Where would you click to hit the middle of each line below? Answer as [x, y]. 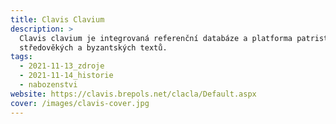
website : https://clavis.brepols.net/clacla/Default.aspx [133, 94]
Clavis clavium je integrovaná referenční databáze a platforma [156, 38]
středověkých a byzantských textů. [93, 47]
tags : [21, 57]
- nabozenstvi [48, 85]
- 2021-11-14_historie [66, 76]
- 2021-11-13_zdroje [62, 66]
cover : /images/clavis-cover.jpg [80, 103]
